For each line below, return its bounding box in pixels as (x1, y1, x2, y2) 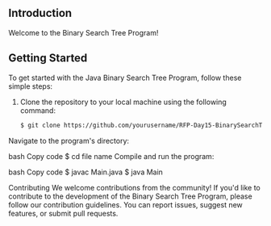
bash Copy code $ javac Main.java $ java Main (8, 167, 164, 177)
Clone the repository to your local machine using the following (19, 97, 227, 107)
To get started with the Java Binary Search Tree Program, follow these (8, 73, 242, 82)
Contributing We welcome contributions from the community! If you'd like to (8, 182, 261, 192)
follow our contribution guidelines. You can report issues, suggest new (8, 199, 244, 209)
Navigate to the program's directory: (8, 136, 130, 145)
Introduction (8, 6, 73, 20)
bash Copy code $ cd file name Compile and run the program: (8, 151, 215, 161)
